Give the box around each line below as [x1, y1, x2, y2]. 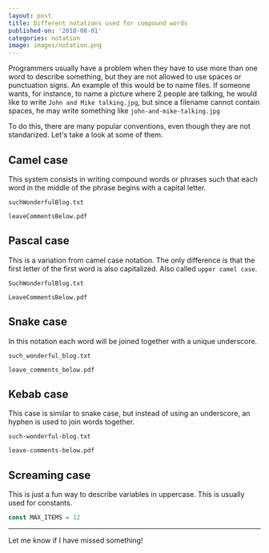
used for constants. [8, 498, 73, 508]
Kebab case [8, 387, 69, 401]
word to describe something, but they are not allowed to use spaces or [8, 72, 242, 82]
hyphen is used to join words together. [8, 417, 134, 427]
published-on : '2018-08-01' [8, 26, 102, 34]
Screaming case [8, 468, 91, 482]
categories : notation [8, 34, 81, 42]
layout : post [8, 11, 52, 20]
